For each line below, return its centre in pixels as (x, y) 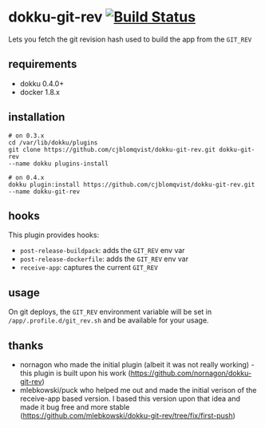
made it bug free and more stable (75, 407)
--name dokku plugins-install (59, 164)
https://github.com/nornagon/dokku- (191, 373)
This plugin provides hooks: (54, 235)
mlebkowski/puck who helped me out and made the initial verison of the (138, 390)
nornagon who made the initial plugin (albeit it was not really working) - (137, 365)
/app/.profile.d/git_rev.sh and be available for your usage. (109, 320)
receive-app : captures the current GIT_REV (89, 267)
